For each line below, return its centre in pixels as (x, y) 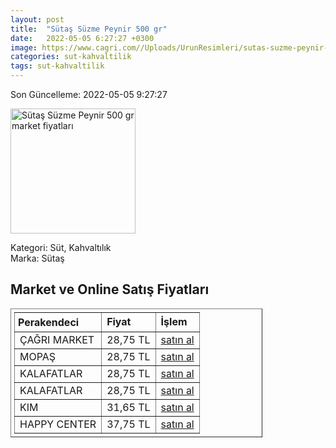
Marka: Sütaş (37, 258)
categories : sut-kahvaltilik (71, 57)
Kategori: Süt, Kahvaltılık (61, 247)
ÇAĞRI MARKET (57, 339)
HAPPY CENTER (58, 424)
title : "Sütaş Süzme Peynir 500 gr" (89, 29)
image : (24, 47)
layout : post (37, 19)
